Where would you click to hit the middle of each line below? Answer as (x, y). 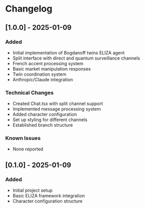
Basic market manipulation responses (52, 69)
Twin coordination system (39, 74)
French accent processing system (48, 63)
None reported (28, 149)
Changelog (29, 9)
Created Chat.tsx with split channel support (58, 103)
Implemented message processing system (57, 109)
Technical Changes (30, 92)
